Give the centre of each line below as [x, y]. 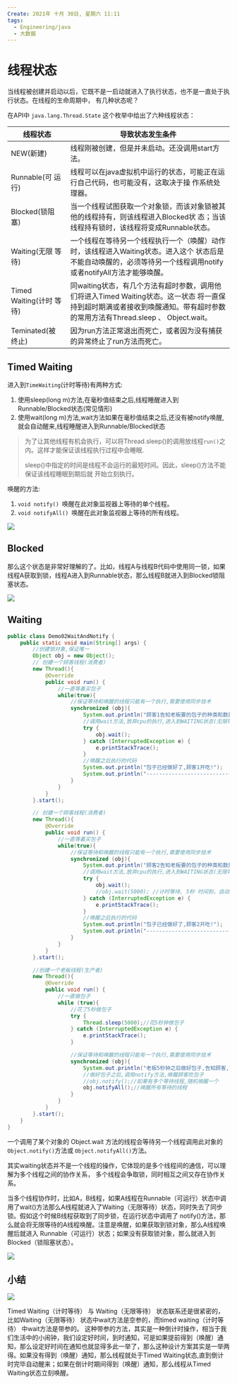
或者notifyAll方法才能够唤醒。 [119, 272]
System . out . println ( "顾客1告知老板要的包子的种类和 [153, 715]
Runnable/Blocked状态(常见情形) [65, 409]
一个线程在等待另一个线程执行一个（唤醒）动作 [148, 241]
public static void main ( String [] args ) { [83, 643]
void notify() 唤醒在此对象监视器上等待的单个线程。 [96, 504]
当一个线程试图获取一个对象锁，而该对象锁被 [144, 207]
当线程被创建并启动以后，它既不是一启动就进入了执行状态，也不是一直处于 [115, 92]
